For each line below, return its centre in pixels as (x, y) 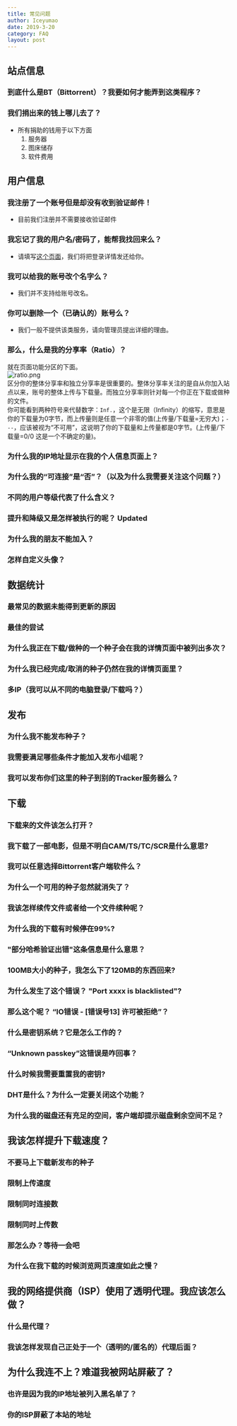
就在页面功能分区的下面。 (44, 367)
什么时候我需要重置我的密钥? (56, 1074)
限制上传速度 (29, 1183)
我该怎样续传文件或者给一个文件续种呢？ (76, 908)
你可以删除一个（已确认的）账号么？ (69, 313)
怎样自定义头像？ (36, 560)
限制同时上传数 (33, 1225)
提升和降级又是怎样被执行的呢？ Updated (78, 518)
